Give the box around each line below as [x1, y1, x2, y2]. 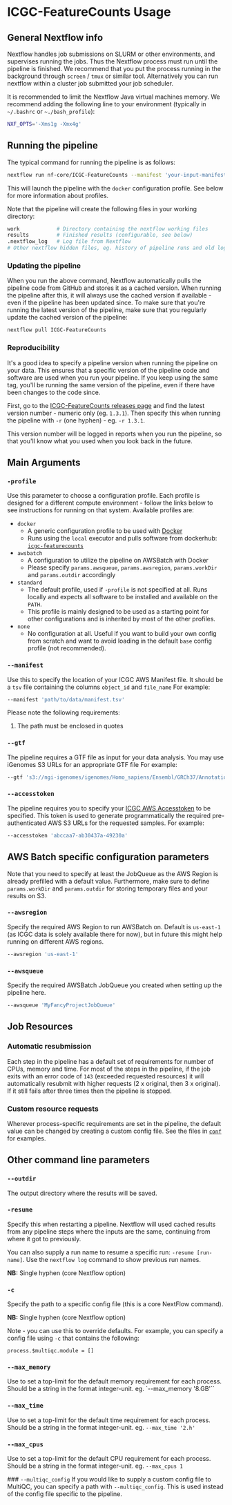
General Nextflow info [7, 32, 104, 43]
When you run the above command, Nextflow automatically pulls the [7, 277, 202, 285]
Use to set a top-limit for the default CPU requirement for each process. [7, 1455, 211, 1463]
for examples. [7, 1134, 46, 1143]
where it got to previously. [7, 1234, 81, 1243]
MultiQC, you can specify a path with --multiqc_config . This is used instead [7, 1482, 224, 1491]
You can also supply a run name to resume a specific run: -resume [7, 1247, 195, 1256]
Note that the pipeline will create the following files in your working [7, 204, 197, 213]
